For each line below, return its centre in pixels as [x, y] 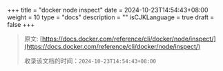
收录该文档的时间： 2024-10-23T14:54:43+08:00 [90, 61]
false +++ [21, 24]
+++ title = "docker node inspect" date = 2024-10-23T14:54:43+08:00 [108, 10]
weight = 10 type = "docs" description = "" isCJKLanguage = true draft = [111, 17]
